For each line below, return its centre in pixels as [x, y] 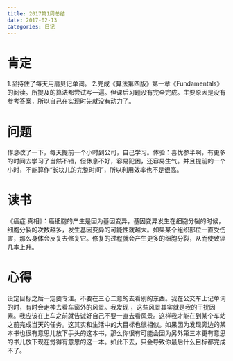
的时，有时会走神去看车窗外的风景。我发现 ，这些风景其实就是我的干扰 [108, 307]
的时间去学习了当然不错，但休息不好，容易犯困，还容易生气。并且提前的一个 [116, 161]
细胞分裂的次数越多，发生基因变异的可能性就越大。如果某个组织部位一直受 [113, 230]
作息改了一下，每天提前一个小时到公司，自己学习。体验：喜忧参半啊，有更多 [116, 152]
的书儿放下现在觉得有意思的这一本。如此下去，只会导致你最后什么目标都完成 [116, 342]
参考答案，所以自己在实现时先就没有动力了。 [71, 101]
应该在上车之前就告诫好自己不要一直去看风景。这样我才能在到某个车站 [126, 316]
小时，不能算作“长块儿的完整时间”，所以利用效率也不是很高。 [95, 170]
